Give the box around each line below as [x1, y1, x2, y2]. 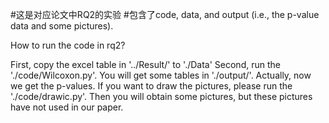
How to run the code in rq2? [10, 39, 126, 51]
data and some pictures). [10, 20, 114, 32]
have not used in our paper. [10, 101, 124, 113]
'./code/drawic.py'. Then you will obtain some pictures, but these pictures [10, 91, 313, 102]
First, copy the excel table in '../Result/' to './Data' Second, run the [10, 59, 281, 70]
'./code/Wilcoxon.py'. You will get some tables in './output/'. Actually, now [10, 69, 312, 81]
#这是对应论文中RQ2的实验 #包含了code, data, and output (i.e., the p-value [10, 9, 320, 20]
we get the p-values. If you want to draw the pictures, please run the [10, 80, 293, 92]
